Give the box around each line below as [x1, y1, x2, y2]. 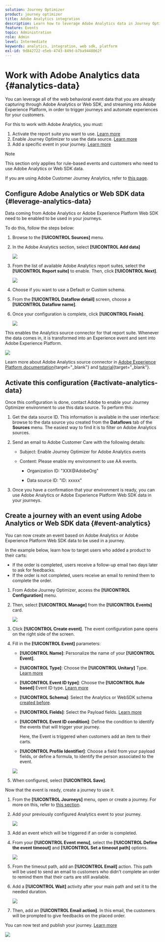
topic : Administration [5, 30, 52, 35]
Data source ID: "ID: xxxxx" [27, 478, 82, 484]
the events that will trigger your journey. [19, 724, 101, 729]
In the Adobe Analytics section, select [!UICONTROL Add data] [12, 244, 140, 250]
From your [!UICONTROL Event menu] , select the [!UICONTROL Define [12, 839, 158, 845]
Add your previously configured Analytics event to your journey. [12, 811, 142, 817]
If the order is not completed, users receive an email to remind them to [12, 572, 155, 578]
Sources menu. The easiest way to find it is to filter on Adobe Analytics [12, 425, 157, 430]
